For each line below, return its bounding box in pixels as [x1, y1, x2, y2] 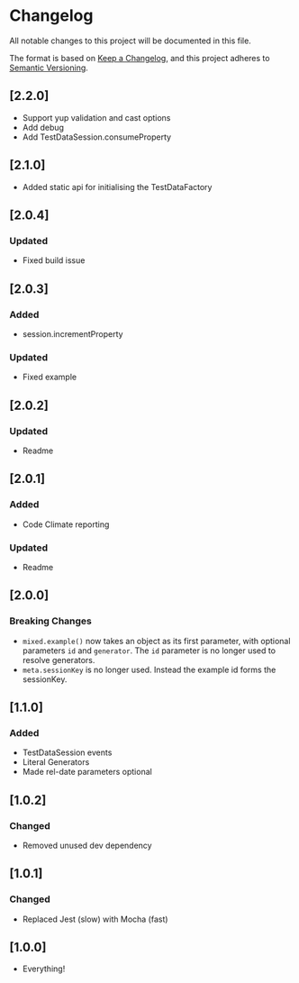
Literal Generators [22, 757, 90, 768]
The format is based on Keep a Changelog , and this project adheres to [9, 52, 270, 63]
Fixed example [22, 371, 77, 383]
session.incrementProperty [22, 328, 123, 339]
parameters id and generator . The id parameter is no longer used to [22, 645, 276, 656]
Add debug [22, 122, 65, 132]
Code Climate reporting [22, 519, 110, 530]
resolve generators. [22, 654, 95, 665]
